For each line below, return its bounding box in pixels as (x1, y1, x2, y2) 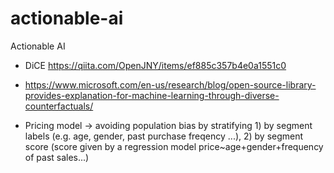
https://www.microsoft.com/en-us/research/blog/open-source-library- (24, 78, 317, 91)
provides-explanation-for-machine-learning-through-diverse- (24, 89, 280, 101)
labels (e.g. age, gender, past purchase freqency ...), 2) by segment (24, 130, 304, 142)
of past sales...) (24, 151, 90, 163)
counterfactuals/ (24, 100, 94, 112)
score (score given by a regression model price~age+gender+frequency (24, 140, 324, 152)
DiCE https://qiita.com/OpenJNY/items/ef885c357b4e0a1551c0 (24, 59, 287, 71)
